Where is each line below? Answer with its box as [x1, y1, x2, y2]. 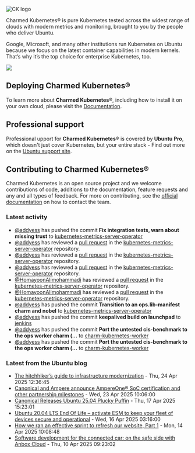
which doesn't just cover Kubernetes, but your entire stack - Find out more [6, 141, 185, 148]
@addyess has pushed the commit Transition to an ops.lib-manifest [14, 301, 180, 308]
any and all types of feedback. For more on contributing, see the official [6, 192, 178, 199]
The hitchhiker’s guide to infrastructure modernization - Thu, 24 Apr [14, 372, 178, 379]
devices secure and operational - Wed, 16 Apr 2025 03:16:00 [14, 416, 161, 423]
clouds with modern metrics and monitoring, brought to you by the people [6, 23, 183, 30]
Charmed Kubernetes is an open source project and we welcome [6, 180, 162, 187]
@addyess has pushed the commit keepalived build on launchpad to [14, 313, 182, 320]
